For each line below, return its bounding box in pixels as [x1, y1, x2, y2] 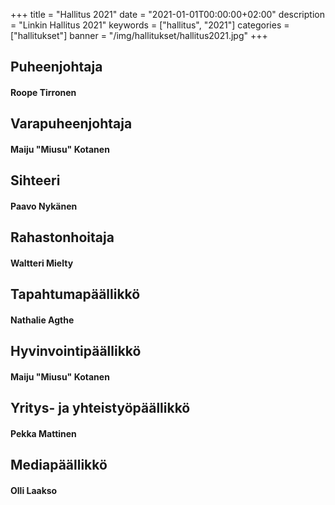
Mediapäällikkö [10, 457, 108, 474]
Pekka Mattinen [10, 427, 77, 439]
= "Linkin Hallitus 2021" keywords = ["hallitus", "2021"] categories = [10, 19, 290, 31]
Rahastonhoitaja [10, 229, 115, 246]
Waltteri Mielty [10, 257, 74, 269]
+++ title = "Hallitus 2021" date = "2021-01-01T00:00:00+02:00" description [10, 9, 325, 20]
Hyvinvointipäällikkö [10, 343, 142, 360]
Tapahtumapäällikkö [10, 286, 141, 303]
